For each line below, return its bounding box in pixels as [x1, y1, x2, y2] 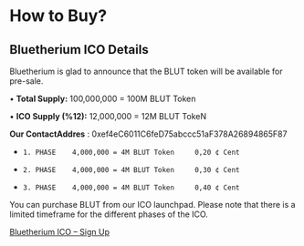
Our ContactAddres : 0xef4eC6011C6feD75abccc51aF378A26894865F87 [9, 128, 288, 139]
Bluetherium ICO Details [9, 42, 149, 57]
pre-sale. [9, 76, 44, 87]
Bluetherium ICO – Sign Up [9, 227, 110, 237]
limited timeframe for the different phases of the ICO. [9, 209, 208, 220]
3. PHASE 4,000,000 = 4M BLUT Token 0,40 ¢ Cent [22, 183, 240, 192]
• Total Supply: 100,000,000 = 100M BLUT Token [9, 93, 196, 104]
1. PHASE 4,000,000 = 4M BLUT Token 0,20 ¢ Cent [22, 148, 240, 157]
